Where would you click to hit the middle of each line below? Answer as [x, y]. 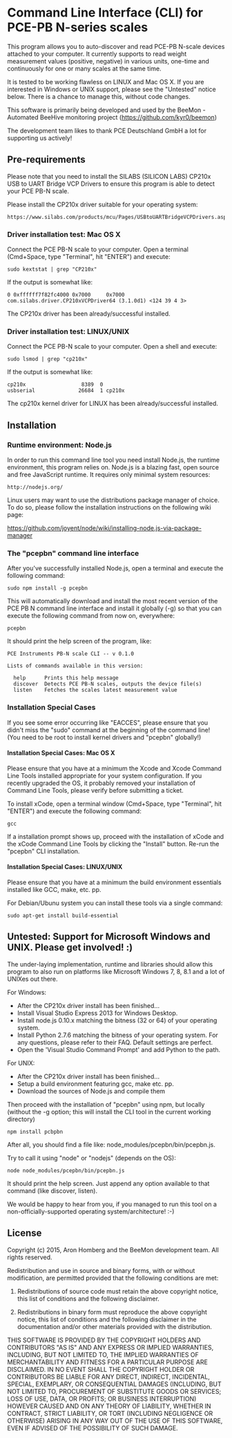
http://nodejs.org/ [35, 487]
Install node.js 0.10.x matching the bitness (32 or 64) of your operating [117, 1020]
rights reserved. [30, 1257]
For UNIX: [21, 1063]
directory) [21, 1119]
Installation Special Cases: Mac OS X [61, 753]
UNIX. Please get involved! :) [70, 948]
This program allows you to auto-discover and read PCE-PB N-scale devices [116, 46]
